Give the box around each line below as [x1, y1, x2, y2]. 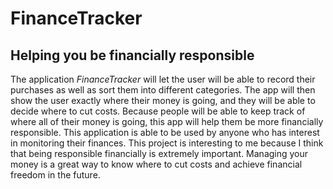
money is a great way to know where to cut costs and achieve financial [10, 158, 303, 170]
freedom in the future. [10, 169, 101, 181]
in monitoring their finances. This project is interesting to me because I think [10, 137, 324, 149]
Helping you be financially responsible [10, 47, 255, 64]
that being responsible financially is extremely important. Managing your [10, 148, 309, 159]
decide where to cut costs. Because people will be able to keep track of [10, 105, 306, 117]
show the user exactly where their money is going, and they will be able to [10, 95, 316, 106]
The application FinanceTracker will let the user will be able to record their [10, 73, 316, 85]
